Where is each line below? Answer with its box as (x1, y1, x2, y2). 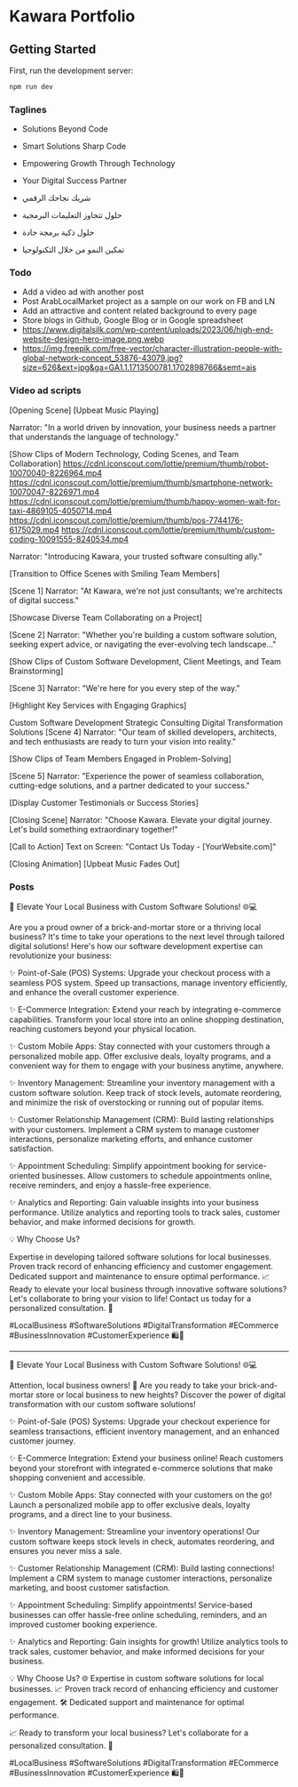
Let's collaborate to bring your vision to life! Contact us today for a (9, 1293, 252, 1304)
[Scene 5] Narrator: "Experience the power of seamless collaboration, (9, 770, 264, 781)
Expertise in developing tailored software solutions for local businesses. (9, 1252, 272, 1262)
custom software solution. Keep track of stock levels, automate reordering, (9, 1088, 282, 1099)
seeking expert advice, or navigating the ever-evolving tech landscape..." (9, 639, 277, 649)
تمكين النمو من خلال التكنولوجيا (21, 245, 125, 255)
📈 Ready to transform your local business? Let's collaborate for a (9, 1727, 249, 1738)
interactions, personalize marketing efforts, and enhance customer (9, 1134, 253, 1145)
